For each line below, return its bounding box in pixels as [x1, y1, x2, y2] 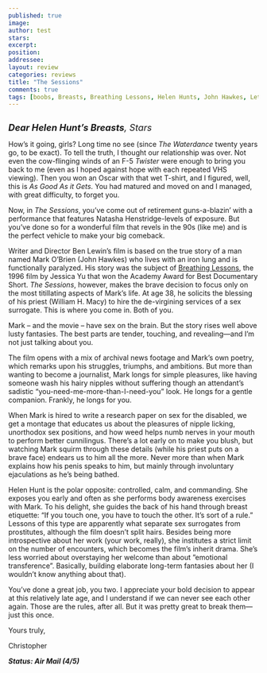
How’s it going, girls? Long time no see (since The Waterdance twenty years [8, 140, 258, 149]
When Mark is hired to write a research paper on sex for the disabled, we [8, 411, 248, 420]
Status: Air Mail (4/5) [8, 656, 79, 666]
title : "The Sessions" [8, 78, 83, 86]
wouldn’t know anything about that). [8, 570, 126, 579]
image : [8, 19, 30, 27]
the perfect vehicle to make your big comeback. [8, 231, 165, 241]
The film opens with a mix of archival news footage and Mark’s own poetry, [8, 353, 254, 362]
